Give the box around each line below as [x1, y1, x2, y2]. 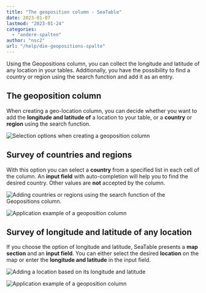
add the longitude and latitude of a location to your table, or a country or [6, 113, 192, 121]
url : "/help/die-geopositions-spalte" [6, 44, 105, 50]
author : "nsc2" [6, 37, 45, 44]
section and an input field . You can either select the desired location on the [6, 249, 199, 257]
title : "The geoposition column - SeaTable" [6, 9, 122, 15]
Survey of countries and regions [6, 150, 132, 160]
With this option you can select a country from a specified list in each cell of [6, 166, 200, 173]
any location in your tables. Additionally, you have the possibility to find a [6, 66, 191, 74]
